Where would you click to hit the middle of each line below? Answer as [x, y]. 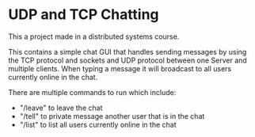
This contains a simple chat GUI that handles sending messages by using [127, 51]
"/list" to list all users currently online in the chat [98, 124]
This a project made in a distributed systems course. [94, 36]
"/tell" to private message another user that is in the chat [112, 116]
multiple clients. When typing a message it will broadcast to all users [120, 68]
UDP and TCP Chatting [84, 15]
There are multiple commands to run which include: [92, 92]
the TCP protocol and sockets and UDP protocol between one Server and [127, 60]
